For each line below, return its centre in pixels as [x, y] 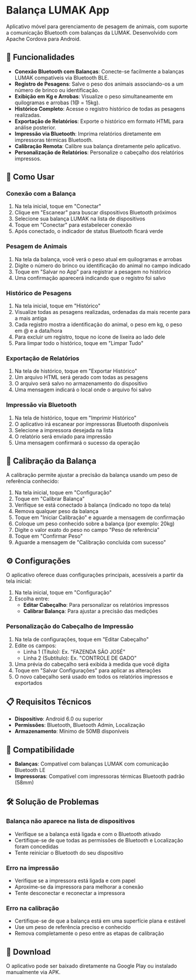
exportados [28, 682]
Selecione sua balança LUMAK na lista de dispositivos [80, 219]
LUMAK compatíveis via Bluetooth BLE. [62, 77]
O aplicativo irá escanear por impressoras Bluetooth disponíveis [91, 424]
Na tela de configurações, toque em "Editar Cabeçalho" [82, 639]
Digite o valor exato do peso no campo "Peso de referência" [87, 530]
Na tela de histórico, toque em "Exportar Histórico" [76, 371]
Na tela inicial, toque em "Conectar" [58, 206]
